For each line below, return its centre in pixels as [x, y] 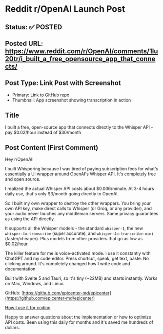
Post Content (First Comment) [52, 147]
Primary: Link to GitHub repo [41, 95]
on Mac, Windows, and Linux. [35, 284]
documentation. [21, 269]
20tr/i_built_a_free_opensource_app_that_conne [80, 59]
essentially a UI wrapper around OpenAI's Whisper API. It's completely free [81, 174]
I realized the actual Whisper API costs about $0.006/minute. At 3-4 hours [80, 188]
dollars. [13, 328]
